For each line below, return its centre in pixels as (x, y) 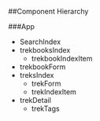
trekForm (46, 83)
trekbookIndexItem (62, 59)
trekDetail (35, 100)
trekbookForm (43, 67)
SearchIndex (40, 42)
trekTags (46, 108)
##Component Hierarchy (48, 11)
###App (22, 26)
